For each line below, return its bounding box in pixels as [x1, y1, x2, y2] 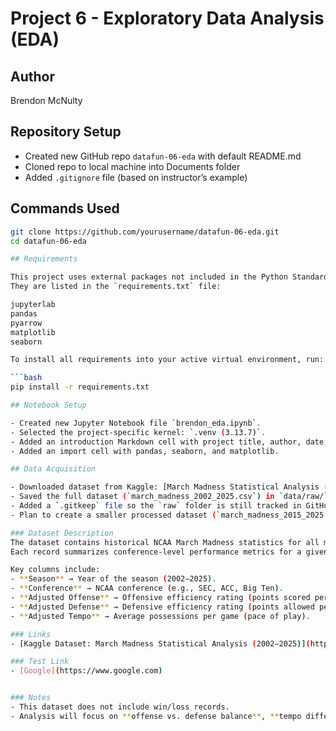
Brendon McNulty [10, 95, 83, 106]
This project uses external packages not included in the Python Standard [10, 272, 329, 282]
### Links [10, 629, 52, 639]
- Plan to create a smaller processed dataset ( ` [10, 510, 222, 520]
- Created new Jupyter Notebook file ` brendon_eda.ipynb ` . [10, 418, 262, 428]
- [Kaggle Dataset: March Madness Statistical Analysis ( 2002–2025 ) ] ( [10, 638, 311, 649]
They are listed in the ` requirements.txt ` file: [10, 282, 222, 292]
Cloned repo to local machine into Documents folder [24, 160, 241, 172]
